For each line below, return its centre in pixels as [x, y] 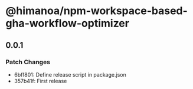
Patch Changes [28, 62]
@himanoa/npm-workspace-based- [97, 11]
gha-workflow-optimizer [67, 23]
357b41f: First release [40, 81]
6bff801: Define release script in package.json [70, 74]
